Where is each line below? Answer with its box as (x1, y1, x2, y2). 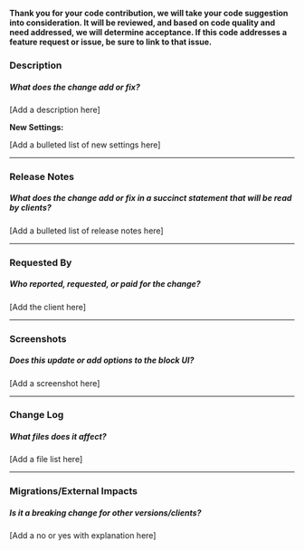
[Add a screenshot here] (9, 377, 100, 388)
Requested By (9, 256, 72, 269)
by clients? (9, 203, 52, 213)
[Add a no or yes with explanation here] (9, 530, 157, 541)
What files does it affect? (9, 431, 107, 442)
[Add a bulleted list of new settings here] (9, 139, 161, 150)
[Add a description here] (9, 104, 101, 115)
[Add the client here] (9, 301, 87, 312)
